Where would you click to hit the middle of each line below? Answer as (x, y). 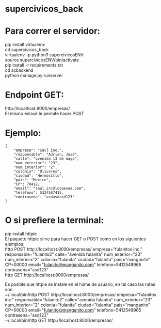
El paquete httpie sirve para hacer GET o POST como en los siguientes (76, 239)
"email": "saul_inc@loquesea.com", (50, 188)
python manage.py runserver (34, 76)
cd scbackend (19, 70)
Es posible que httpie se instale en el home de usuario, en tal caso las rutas (80, 284)
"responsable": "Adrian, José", (46, 155)
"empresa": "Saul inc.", (39, 150)
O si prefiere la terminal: (55, 220)
